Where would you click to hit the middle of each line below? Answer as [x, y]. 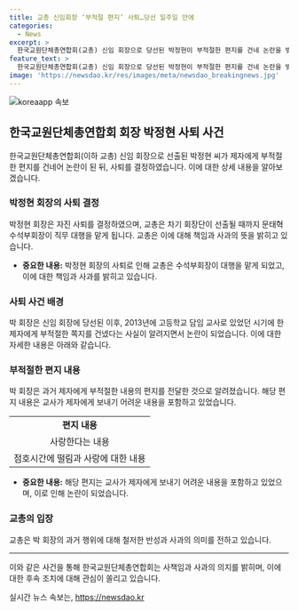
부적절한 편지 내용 [45, 370]
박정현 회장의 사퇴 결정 [55, 203]
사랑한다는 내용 [80, 442]
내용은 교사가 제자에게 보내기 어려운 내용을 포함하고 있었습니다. [127, 402]
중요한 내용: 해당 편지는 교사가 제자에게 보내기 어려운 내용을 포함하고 [140, 482]
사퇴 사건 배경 [37, 301]
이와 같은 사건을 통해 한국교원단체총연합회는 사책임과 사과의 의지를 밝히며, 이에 [145, 567]
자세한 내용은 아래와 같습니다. [60, 345]
